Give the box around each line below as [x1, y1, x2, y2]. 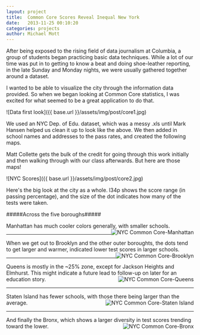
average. [6, 299, 28, 306]
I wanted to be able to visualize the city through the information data [6, 84, 174, 91]
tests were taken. [6, 199, 49, 207]
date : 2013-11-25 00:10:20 [6, 20, 79, 26]
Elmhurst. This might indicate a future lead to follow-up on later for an [6, 269, 177, 276]
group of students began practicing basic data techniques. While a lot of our [6, 54, 193, 61]
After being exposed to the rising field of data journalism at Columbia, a [6, 47, 182, 54]
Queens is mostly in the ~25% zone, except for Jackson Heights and [6, 263, 174, 271]
